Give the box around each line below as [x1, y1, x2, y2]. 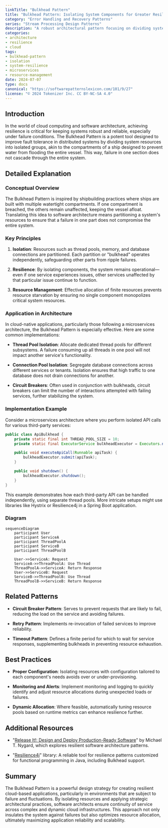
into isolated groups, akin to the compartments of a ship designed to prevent [5, 144, 163, 150]
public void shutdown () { [14, 469, 68, 474]
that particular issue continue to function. [12, 277, 97, 283]
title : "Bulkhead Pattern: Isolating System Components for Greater [5, 12, 151, 17]
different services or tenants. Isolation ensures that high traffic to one [12, 367, 155, 373]
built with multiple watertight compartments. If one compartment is [5, 201, 143, 207]
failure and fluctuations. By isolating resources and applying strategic [5, 796, 148, 802]
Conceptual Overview [5, 184, 59, 191]
